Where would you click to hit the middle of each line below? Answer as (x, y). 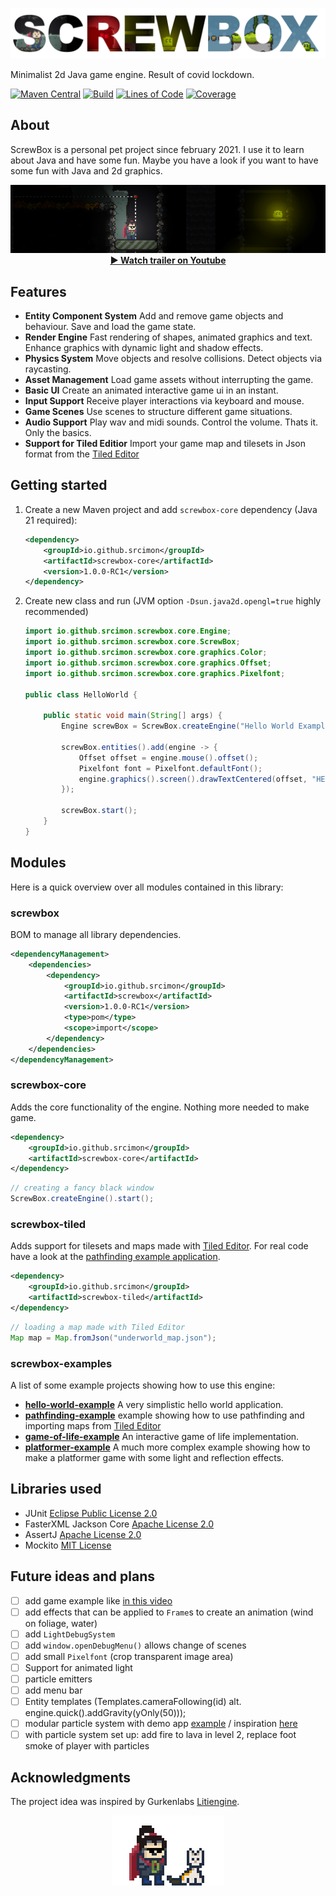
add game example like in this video (98, 1600)
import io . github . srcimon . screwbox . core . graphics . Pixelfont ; (155, 673)
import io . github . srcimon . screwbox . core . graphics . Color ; (146, 653)
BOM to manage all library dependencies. (96, 934)
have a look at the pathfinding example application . (115, 1257)
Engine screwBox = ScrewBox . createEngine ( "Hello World (178, 726)
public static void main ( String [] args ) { (133, 716)
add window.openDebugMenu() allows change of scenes (135, 1645)
